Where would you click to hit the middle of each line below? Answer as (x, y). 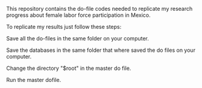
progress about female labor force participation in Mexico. (78, 15)
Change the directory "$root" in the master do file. (69, 68)
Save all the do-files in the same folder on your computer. (78, 38)
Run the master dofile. (34, 80)
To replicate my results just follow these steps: (64, 27)
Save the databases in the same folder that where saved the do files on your (101, 50)
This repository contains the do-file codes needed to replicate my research (99, 9)
